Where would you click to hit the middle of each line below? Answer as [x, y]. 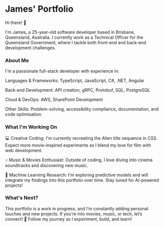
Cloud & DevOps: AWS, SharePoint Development [54, 100]
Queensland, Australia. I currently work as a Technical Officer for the [74, 37]
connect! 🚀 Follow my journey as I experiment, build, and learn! [69, 219]
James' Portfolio [39, 9]
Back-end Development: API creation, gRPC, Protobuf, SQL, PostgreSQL [78, 90]
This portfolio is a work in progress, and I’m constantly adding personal [77, 208]
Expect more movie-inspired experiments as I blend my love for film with [78, 145]
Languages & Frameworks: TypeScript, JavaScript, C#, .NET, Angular [75, 81]
